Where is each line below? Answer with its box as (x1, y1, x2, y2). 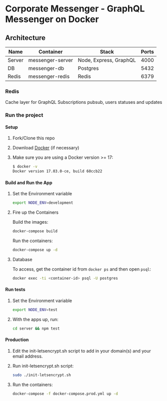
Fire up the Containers (12, 209, 59, 215)
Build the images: (12, 219, 48, 225)
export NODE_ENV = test (12, 308, 58, 313)
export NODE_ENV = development (12, 200, 73, 205)
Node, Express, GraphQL (77, 57, 136, 63)
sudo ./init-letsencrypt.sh (12, 373, 71, 378)
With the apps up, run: (12, 316, 58, 322)
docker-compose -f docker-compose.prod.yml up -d (12, 391, 118, 396)
